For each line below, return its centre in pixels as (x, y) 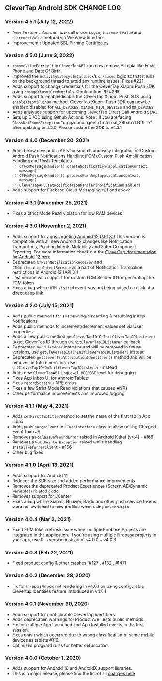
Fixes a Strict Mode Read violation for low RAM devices (67, 213)
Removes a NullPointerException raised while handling (67, 442)
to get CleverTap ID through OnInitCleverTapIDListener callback (76, 342)
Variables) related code (35, 491)
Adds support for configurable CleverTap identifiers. (64, 614)
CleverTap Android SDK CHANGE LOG (63, 8)
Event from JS (26, 432)
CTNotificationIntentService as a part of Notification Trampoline (77, 267)
